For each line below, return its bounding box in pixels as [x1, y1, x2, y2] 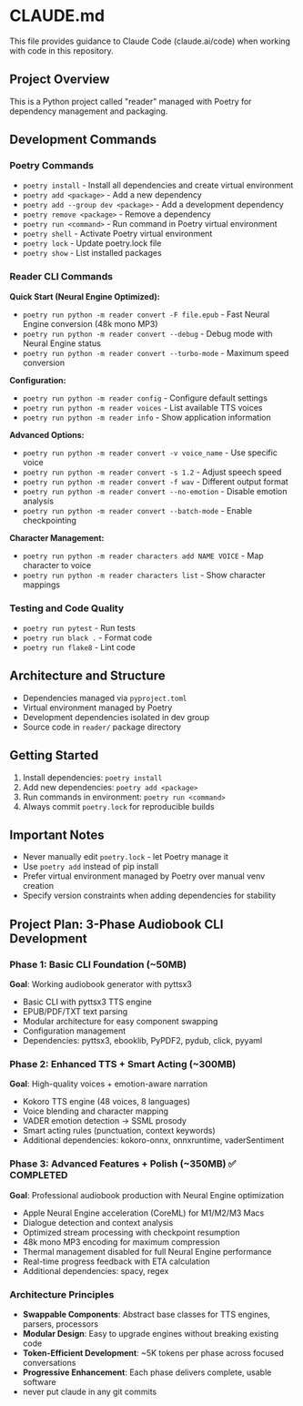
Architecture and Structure [9, 668, 166, 684]
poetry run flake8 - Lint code [22, 642, 136, 653]
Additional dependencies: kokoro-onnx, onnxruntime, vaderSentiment [22, 1135, 285, 1146]
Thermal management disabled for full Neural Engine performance [22, 1246, 272, 1257]
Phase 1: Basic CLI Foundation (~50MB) [9, 958, 187, 971]
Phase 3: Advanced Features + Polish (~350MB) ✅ [9, 1157, 237, 1170]
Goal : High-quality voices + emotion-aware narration [9, 1078, 208, 1089]
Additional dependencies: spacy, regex [22, 1265, 169, 1276]
